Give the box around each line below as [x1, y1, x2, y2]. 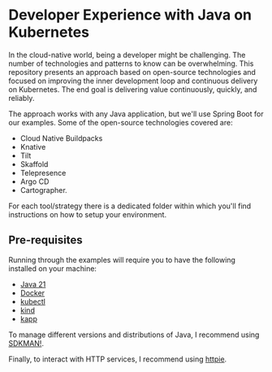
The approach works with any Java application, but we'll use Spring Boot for [8, 108, 264, 119]
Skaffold [19, 159, 49, 168]
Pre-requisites [8, 234, 83, 247]
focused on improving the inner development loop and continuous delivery [8, 76, 258, 85]
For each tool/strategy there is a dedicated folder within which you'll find [8, 201, 252, 211]
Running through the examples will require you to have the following [8, 255, 235, 265]
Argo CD [19, 177, 50, 186]
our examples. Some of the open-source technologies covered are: [8, 117, 233, 127]
